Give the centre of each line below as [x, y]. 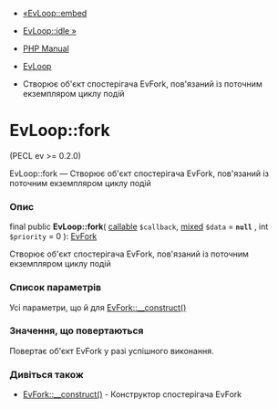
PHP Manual [46, 48]
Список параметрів [56, 288]
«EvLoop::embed [55, 13]
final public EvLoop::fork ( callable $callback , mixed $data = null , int [139, 226]
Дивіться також [46, 374]
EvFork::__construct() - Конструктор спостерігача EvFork [132, 394]
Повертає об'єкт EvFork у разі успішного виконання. [112, 351]
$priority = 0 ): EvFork [53, 236]
